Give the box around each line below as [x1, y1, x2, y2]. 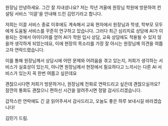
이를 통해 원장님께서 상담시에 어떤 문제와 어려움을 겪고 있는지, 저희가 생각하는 [5, 58, 158, 63]
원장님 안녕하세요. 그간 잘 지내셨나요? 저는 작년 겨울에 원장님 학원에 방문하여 [5, 5, 156, 10]
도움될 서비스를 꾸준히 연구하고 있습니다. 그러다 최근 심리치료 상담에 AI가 [14, 28, 158, 34]
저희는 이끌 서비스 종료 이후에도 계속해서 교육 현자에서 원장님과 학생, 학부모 [5, 22, 154, 27]
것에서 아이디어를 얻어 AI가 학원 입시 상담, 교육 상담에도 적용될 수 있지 [18, 34, 156, 40]
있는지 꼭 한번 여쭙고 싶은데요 [18, 70, 77, 76]
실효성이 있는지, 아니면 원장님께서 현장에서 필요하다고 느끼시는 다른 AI [18, 64, 157, 70]
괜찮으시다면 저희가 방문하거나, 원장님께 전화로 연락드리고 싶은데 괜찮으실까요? [5, 81, 160, 87]
